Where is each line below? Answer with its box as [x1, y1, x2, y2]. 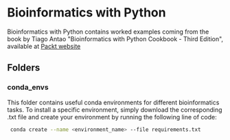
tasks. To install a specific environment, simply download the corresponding [7, 105, 222, 114]
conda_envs [7, 82, 49, 92]
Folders [7, 62, 41, 73]
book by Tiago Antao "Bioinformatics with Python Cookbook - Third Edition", [7, 34, 224, 43]
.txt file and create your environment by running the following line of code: [7, 113, 218, 121]
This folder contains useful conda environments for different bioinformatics [7, 98, 220, 106]
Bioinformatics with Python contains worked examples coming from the [7, 27, 209, 36]
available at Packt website [7, 42, 81, 50]
